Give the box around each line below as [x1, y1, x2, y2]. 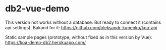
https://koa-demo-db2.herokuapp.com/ [5, 39, 86, 45]
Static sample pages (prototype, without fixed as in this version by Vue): [5, 34, 153, 40]
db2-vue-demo [5, 3, 70, 14]
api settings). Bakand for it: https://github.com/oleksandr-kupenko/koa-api [5, 24, 158, 30]
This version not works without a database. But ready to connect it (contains [5, 19, 161, 25]
